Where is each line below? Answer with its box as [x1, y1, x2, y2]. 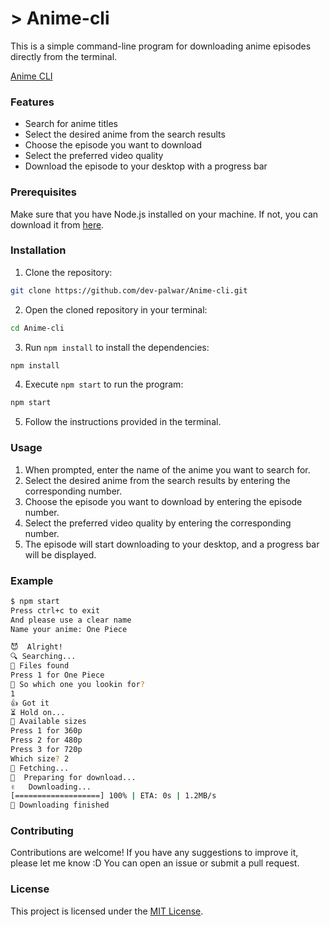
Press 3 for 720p [10, 745, 83, 755]
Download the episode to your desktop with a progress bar [24, 160, 268, 172]
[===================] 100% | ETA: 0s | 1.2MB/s [10, 791, 217, 801]
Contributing [10, 824, 74, 838]
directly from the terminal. [10, 50, 118, 62]
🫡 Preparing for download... [10, 772, 137, 782]
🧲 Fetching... [10, 763, 70, 773]
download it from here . [10, 218, 105, 231]
